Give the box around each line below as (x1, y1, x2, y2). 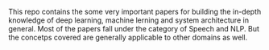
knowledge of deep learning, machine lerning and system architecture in (8, 15, 250, 25)
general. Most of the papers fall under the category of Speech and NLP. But (8, 24, 260, 33)
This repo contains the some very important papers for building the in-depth (8, 7, 262, 16)
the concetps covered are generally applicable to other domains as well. (8, 32, 248, 42)
